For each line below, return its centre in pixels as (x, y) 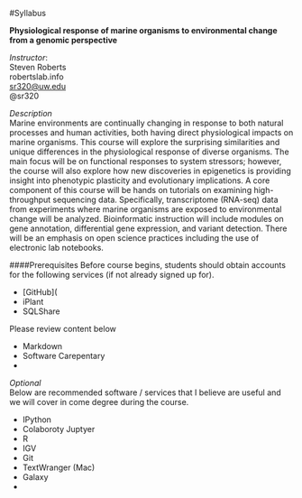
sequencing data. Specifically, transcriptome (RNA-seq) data (165, 199)
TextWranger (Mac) (59, 467)
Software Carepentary (64, 356)
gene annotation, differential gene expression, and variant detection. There (148, 228)
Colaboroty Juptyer (59, 429)
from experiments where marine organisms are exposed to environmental (146, 209)
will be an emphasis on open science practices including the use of (134, 238)
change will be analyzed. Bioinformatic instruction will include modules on (146, 219)
